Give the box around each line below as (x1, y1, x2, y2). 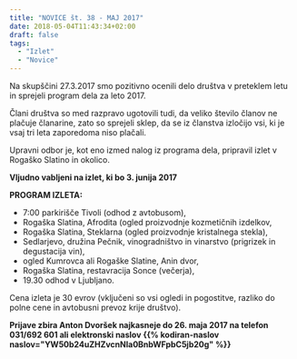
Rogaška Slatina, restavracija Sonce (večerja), (22, 265, 195, 275)
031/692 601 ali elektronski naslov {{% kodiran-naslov (9, 329, 220, 340)
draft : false (9, 30, 59, 39)
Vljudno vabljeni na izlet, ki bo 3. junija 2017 (9, 172, 177, 183)
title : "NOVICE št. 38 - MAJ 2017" (9, 13, 144, 23)
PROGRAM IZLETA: (9, 190, 84, 200)
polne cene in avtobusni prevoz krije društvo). (9, 302, 182, 313)
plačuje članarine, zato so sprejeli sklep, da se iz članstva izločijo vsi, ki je (9, 117, 285, 128)
